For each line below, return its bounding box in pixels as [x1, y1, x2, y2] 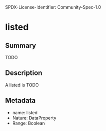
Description [5, 69, 42, 77]
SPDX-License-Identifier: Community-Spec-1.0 [5, 4, 101, 10]
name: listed [12, 109, 38, 116]
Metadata [5, 96, 36, 105]
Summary [5, 41, 36, 50]
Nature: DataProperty [12, 115, 57, 121]
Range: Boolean [12, 120, 45, 126]
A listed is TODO [5, 82, 39, 88]
